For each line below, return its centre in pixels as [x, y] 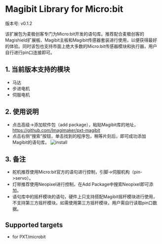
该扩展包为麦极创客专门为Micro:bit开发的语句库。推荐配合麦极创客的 [75, 34]
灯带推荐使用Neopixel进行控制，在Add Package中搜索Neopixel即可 [81, 184]
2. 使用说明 [22, 112]
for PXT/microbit [29, 237]
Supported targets [34, 225]
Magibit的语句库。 [31, 142]
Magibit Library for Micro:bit [64, 9]
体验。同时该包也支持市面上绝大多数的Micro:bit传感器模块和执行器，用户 [83, 46]
